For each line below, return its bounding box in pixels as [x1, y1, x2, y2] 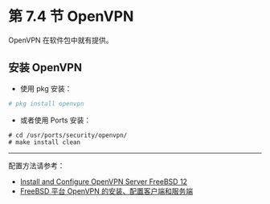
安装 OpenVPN [8, 61, 83, 74]
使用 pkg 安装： [19, 83, 72, 93]
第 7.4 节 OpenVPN [8, 7, 134, 26]
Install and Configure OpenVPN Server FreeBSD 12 [19, 177, 187, 186]
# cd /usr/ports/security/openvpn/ [8, 131, 128, 139]
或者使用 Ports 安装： [19, 115, 92, 125]
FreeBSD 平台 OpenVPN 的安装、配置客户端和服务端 [19, 186, 194, 196]
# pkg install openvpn [8, 99, 84, 108]
